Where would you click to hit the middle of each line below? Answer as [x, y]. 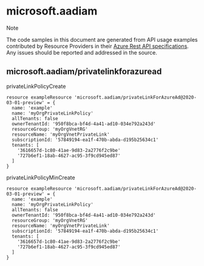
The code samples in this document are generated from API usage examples [102, 39]
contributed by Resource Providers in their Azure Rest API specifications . [98, 46]
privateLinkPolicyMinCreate [41, 178]
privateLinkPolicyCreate [36, 86]
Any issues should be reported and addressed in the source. [82, 52]
